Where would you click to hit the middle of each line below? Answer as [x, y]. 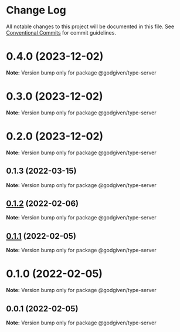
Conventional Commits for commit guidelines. [61, 32]
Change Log [36, 10]
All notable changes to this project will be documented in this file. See [90, 26]
